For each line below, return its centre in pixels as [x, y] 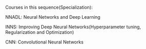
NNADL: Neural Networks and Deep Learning [53, 17]
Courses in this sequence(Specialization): [49, 7]
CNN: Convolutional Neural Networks [44, 42]
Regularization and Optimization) [40, 32]
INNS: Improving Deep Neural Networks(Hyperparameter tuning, [73, 27]
